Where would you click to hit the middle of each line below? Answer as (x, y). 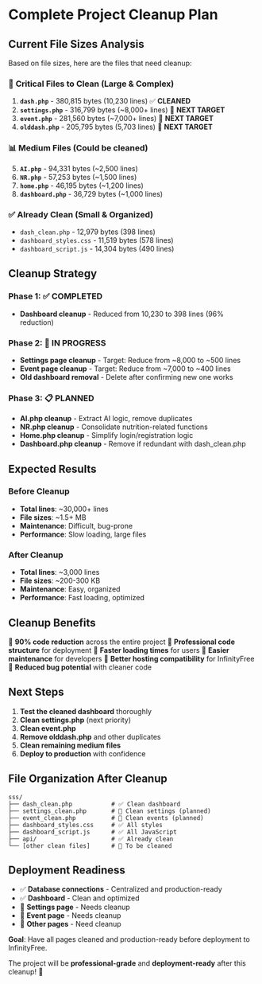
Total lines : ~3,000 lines (60, 572)
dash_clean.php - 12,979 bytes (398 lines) (88, 232)
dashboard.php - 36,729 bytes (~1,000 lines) (91, 193)
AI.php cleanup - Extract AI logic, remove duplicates (106, 419)
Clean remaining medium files (70, 745)
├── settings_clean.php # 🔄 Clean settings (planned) (110, 811)
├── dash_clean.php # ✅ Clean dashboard (94, 804)
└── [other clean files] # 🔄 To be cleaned (90, 845)
